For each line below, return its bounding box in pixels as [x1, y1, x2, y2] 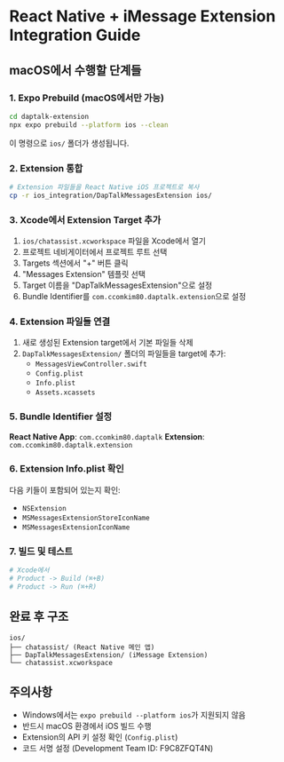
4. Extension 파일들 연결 [9, 315, 111, 328]
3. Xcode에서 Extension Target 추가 [9, 213, 162, 226]
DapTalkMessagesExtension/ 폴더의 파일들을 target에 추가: [21, 348, 226, 359]
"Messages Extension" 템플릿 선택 [21, 268, 146, 279]
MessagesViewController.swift [35, 360, 148, 369]
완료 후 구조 [9, 609, 69, 624]
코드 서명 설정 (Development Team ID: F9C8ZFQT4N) [21, 743, 214, 754]
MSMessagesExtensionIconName [21, 522, 130, 532]
